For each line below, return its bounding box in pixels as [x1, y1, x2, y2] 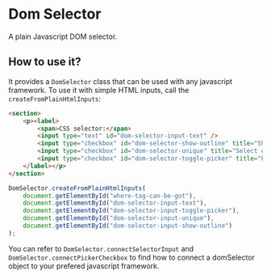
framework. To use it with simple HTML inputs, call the [8, 85, 190, 95]
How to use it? [8, 55, 81, 69]
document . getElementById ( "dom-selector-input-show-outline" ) [23, 222, 232, 230]
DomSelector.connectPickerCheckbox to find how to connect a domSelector [8, 252, 256, 262]
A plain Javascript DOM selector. [8, 32, 118, 41]
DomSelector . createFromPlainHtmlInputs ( [8, 184, 147, 192]
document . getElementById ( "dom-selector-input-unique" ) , [23, 214, 215, 222]
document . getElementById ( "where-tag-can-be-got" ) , [23, 192, 197, 200]
